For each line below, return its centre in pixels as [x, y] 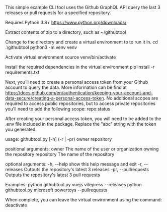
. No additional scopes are [131, 98]
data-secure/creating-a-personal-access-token [55, 98]
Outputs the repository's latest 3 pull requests [53, 175]
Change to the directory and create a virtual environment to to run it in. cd [82, 42]
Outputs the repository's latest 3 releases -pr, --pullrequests [87, 169]
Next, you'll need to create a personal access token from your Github [77, 82]
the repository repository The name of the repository [60, 154]
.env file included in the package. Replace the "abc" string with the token [81, 124]
